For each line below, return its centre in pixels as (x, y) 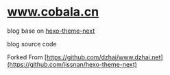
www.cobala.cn (53, 12)
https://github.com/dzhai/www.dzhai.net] (105, 57)
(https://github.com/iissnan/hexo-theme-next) (72, 64)
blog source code (32, 44)
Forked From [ (27, 57)
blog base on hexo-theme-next (51, 31)
